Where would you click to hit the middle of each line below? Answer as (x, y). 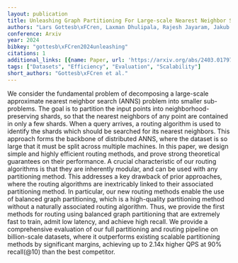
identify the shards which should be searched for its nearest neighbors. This (119, 131)
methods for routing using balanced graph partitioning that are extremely (114, 214)
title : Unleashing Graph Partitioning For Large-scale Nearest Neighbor (117, 21)
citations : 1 (27, 54)
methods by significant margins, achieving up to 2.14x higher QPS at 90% (114, 244)
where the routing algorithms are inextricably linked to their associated (110, 184)
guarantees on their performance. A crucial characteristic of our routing (112, 161)
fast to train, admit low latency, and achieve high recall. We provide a (108, 221)
